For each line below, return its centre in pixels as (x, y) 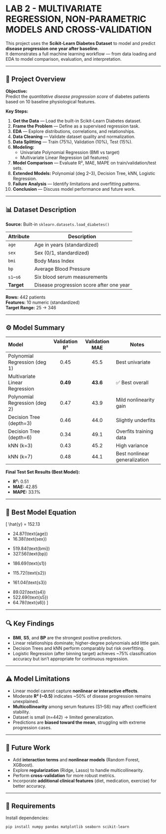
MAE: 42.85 (25, 487)
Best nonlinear (133, 454)
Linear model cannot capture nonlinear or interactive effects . (76, 691)
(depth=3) (20, 423)
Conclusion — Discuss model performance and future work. (74, 189)
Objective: (17, 91)
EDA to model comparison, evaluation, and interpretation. (64, 59)
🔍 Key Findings (30, 623)
